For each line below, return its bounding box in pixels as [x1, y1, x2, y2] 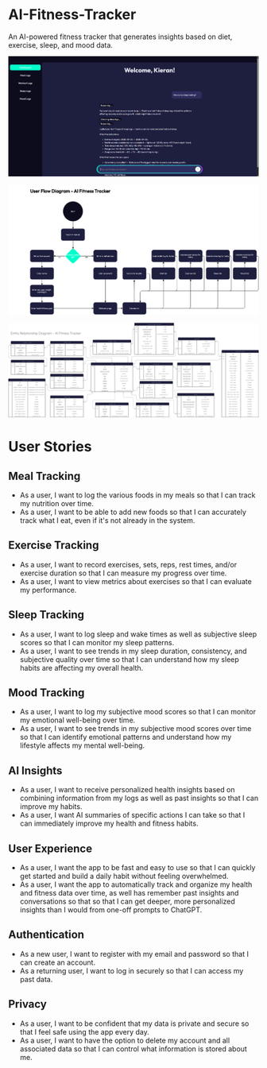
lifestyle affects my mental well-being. [19, 741, 145, 750]
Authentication [8, 928, 85, 942]
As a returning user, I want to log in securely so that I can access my [19, 965, 244, 975]
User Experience [8, 842, 93, 855]
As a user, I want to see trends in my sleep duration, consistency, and [19, 646, 247, 656]
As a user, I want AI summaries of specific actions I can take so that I [19, 811, 246, 820]
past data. [19, 974, 53, 984]
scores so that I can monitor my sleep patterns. [19, 637, 175, 647]
